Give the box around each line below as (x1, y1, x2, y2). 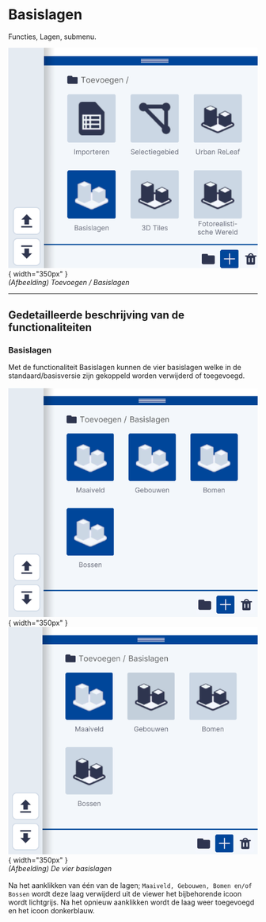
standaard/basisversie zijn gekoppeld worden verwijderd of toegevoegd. (8, 371, 245, 380)
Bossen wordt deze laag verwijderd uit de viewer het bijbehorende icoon (8, 889, 242, 899)
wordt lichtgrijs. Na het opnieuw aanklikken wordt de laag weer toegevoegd (8, 897, 255, 907)
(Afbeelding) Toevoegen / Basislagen (8, 278, 130, 287)
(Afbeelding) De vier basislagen (8, 864, 112, 874)
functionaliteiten (8, 320, 93, 334)
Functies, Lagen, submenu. (8, 32, 97, 41)
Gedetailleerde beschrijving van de (8, 308, 184, 322)
